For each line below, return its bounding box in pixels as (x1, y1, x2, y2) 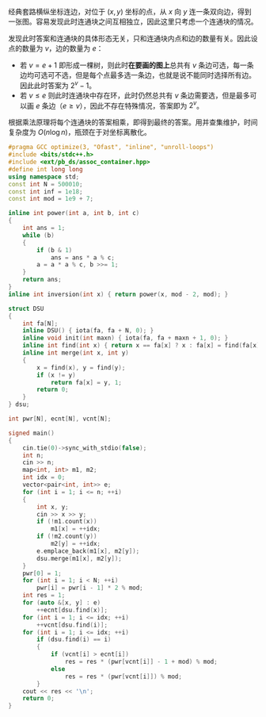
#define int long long (8, 165, 83, 173)
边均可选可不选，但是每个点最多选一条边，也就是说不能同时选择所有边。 (19, 71, 256, 79)
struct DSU (8, 305, 44, 312)
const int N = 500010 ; (8, 180, 83, 188)
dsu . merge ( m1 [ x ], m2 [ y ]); (36, 554, 123, 562)
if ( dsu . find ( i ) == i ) (36, 635, 112, 644)
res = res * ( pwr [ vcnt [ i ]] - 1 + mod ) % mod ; (64, 658, 218, 666)
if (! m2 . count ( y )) (36, 532, 97, 541)
